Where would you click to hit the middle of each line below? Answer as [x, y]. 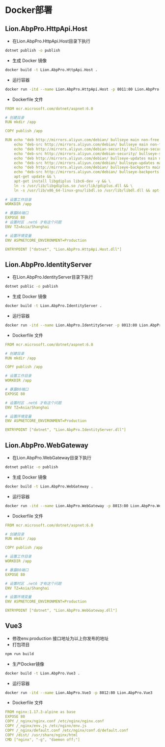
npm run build [20, 654]
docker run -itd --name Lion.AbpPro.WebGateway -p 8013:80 [67, 506]
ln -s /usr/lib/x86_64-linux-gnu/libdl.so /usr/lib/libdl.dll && [82, 190]
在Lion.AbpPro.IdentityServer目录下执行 [53, 277]
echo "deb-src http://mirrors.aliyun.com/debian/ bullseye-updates [84, 163]
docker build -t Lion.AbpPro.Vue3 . [42, 673]
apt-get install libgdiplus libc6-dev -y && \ [62, 181]
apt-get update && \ [35, 177]
